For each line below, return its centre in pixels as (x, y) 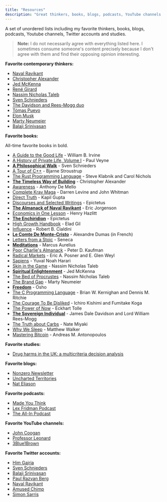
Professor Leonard (31, 438)
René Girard (25, 89)
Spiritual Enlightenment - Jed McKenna (54, 271)
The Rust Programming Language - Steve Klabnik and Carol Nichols (82, 176)
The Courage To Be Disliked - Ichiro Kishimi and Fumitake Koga (77, 303)
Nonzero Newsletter (33, 373)
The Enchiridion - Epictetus (41, 218)
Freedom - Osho (30, 287)
